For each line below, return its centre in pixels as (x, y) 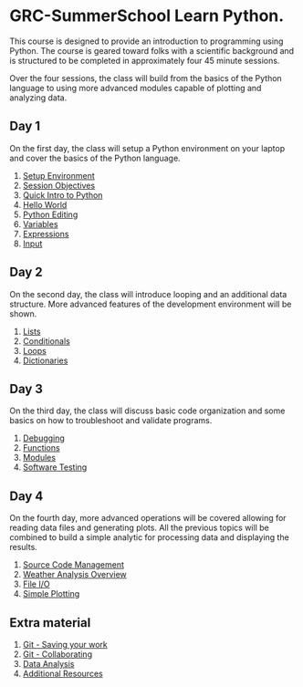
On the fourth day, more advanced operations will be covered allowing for (148, 518)
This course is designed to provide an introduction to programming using (146, 41)
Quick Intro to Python (63, 195)
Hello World (45, 204)
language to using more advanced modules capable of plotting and (136, 88)
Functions (42, 448)
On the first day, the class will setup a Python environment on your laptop (147, 148)
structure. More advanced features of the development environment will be (151, 304)
